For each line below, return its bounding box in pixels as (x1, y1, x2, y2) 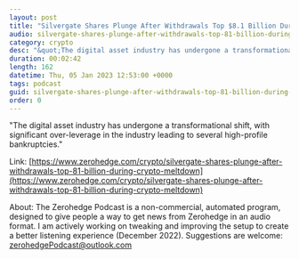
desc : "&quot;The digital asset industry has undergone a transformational (9, 46, 296, 55)
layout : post (9, 12, 58, 22)
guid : (9, 87, 29, 96)
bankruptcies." (9, 139, 63, 150)
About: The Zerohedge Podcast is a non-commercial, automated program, (9, 202, 281, 213)
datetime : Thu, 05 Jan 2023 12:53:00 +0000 (9, 71, 174, 80)
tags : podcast (9, 79, 62, 88)
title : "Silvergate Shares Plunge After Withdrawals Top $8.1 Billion (9, 21, 277, 30)
